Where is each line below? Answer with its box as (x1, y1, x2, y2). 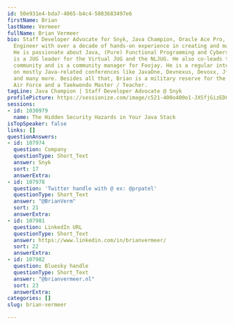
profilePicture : (7, 95, 54, 102)
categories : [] (7, 295, 52, 302)
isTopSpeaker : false (7, 120, 68, 127)
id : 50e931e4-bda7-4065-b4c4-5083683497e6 (7, 10, 132, 17)
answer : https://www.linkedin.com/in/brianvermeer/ (13, 237, 167, 244)
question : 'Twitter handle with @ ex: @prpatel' (13, 185, 157, 192)
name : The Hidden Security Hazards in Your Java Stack (13, 113, 176, 120)
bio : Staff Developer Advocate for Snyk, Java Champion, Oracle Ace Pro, (7, 36, 226, 43)
